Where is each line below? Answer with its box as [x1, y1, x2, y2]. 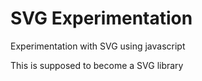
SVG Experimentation [10, 7, 193, 30]
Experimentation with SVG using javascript [10, 40, 186, 52]
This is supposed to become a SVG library [10, 59, 184, 71]
